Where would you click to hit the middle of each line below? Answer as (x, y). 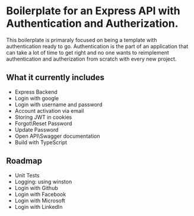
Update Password (36, 129)
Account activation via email (49, 110)
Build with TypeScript (41, 142)
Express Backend (36, 92)
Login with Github (36, 188)
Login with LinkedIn (39, 207)
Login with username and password (58, 104)
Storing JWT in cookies (43, 117)
